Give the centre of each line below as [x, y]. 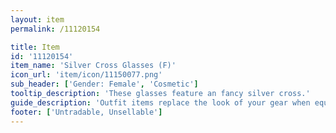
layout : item [37, 19]
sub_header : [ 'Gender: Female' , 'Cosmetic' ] [104, 84]
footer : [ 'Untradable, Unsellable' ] [86, 112]
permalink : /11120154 [55, 29]
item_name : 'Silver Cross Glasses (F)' [93, 66]
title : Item [35, 47]
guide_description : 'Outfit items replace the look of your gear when [160, 102]
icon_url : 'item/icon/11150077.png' [86, 75]
